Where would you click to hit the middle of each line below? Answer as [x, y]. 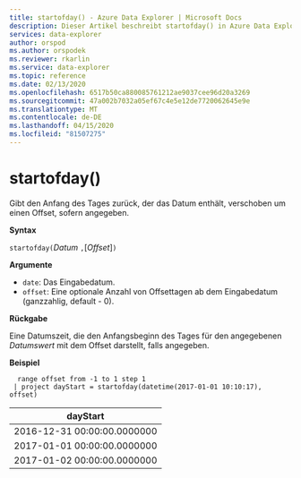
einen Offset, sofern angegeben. [69, 212]
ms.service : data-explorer [60, 68]
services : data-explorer [56, 34]
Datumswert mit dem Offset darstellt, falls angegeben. [109, 345]
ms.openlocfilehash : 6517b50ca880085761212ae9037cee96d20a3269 [130, 92]
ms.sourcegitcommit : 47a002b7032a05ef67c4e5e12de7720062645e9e [130, 101]
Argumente [31, 264]
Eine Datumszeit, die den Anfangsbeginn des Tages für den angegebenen [146, 336]
